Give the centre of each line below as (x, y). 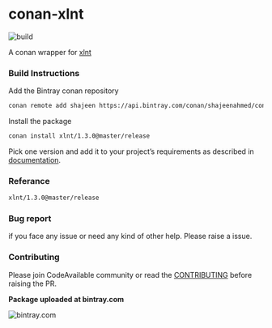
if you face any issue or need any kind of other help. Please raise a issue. (130, 236)
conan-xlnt (46, 14)
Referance (29, 181)
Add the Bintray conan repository (64, 91)
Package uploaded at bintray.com (66, 299)
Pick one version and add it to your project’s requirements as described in (132, 151)
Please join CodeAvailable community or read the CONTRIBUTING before (130, 275)
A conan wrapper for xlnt (50, 52)
